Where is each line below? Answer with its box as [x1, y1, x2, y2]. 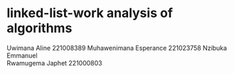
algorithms [6, 20, 73, 36]
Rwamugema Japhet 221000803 [6, 58, 102, 67]
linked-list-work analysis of [6, 5, 174, 21]
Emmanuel [6, 51, 38, 60]
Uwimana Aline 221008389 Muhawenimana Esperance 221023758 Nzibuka [6, 43, 228, 52]
